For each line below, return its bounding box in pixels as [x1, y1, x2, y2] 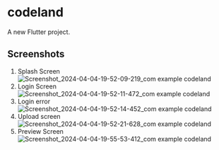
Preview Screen [17, 127, 64, 135]
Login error [17, 97, 51, 105]
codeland [7, 4, 64, 21]
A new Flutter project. [7, 28, 71, 36]
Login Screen [17, 82, 57, 91]
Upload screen [17, 112, 61, 120]
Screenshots [7, 48, 65, 60]
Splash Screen [17, 67, 60, 75]
